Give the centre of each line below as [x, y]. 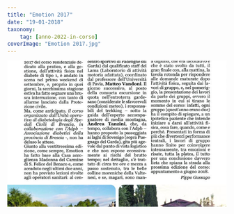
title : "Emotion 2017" [40, 15]
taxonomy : [22, 29]
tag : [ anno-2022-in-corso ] [59, 37]
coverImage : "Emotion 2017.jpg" [54, 44]
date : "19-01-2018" [36, 22]
